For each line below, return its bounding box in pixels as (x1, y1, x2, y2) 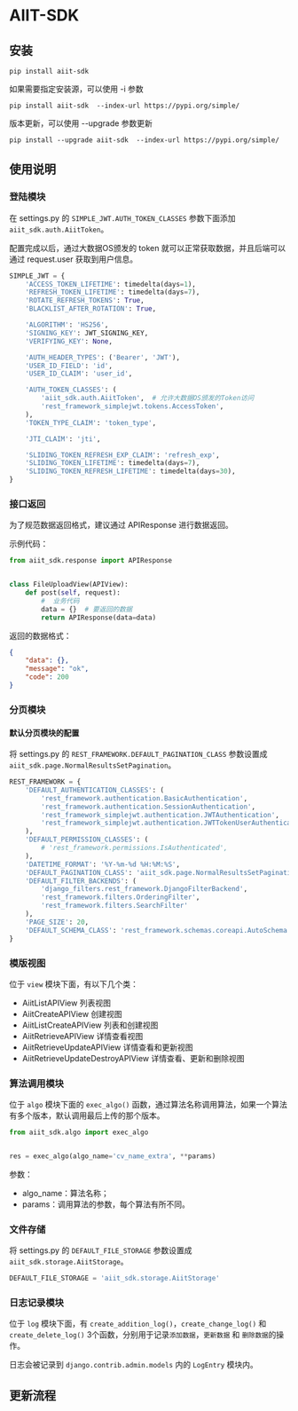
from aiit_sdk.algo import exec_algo (9, 1128, 149, 1137)
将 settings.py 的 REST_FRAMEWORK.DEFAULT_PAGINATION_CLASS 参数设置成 (9, 749, 268, 760)
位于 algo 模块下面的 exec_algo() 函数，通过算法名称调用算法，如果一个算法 (9, 1100, 288, 1110)
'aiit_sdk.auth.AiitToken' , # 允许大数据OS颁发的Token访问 (41, 394, 255, 403)
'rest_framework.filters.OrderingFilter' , (41, 893, 200, 902)
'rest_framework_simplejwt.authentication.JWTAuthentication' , (41, 810, 279, 819)
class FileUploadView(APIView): (9, 580, 129, 589)
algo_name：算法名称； (21, 1187, 109, 1198)
